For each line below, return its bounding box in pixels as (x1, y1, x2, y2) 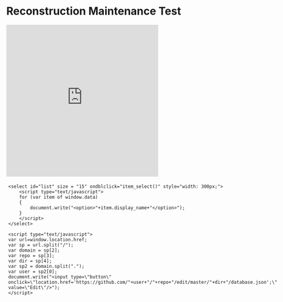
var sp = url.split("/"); (8, 242, 74, 248)
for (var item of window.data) (19, 194, 98, 200)
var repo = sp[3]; (8, 252, 55, 259)
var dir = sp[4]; (8, 258, 52, 264)
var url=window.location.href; (8, 236, 87, 242)
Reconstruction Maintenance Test (6, 4, 182, 18)
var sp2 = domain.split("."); (8, 263, 85, 269)
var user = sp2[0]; (8, 269, 58, 275)
